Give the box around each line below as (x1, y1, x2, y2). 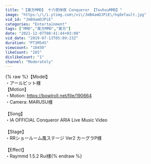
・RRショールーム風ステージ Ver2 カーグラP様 (5, 135, 102, 141)
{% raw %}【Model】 (5, 74, 51, 80)
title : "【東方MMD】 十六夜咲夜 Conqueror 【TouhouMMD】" (5, 7, 123, 13)
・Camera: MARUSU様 (5, 99, 53, 105)
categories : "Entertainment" (5, 21, 67, 27)
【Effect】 (5, 147, 27, 153)
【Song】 (5, 111, 25, 117)
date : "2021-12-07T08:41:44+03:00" (5, 31, 81, 36)
